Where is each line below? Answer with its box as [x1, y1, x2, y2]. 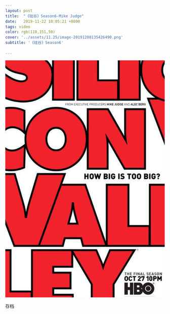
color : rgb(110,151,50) [5, 29, 56, 35]
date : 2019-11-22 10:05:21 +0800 [5, 19, 80, 24]
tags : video [5, 24, 30, 29]
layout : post [5, 8, 33, 13]
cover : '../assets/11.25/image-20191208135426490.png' [5, 35, 123, 40]
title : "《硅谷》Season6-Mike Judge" [5, 13, 84, 19]
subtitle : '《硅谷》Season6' [5, 40, 64, 46]
